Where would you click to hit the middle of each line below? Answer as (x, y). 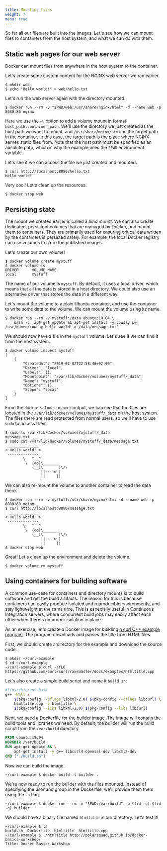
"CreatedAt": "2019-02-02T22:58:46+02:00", (69, 364)
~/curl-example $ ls (27, 826)
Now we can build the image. (35, 765)
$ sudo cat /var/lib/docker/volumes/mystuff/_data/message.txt (72, 441)
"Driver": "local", (43, 368)
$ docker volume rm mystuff (34, 566)
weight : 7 (15, 14)
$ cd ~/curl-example (27, 663)
